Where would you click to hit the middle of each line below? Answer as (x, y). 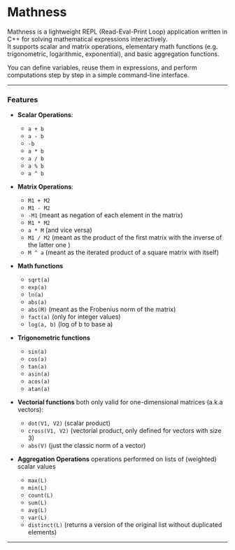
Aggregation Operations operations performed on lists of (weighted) (117, 459)
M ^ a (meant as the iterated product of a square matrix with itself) (123, 252)
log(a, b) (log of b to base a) (70, 324)
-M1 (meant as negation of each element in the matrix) (105, 215)
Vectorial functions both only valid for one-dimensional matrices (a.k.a (120, 402)
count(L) (41, 496)
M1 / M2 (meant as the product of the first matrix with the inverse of (125, 238)
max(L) (37, 481)
